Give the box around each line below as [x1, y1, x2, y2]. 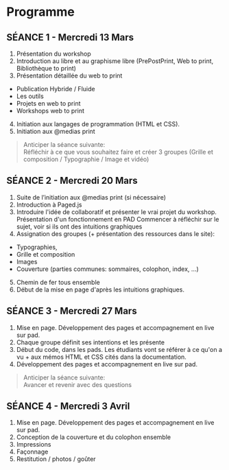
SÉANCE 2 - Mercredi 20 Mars [6, 175, 138, 187]
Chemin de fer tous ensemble [16, 278, 100, 286]
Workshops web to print [16, 107, 85, 115]
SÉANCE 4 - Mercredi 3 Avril [6, 401, 130, 412]
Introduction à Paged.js [16, 200, 82, 209]
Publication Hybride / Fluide [16, 85, 95, 93]
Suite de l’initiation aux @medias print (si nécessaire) [16, 193, 166, 201]
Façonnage [16, 447, 49, 456]
